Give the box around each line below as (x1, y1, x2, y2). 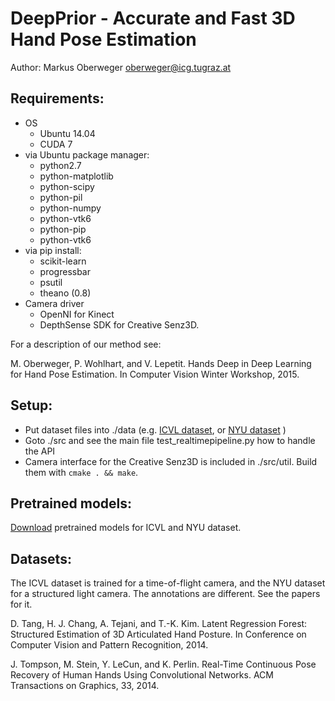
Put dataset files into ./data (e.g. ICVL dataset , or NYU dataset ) (24, 423, 287, 436)
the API (24, 445, 56, 457)
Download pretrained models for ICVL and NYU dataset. (10, 522, 242, 534)
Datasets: (10, 550, 72, 567)
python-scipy (39, 180, 95, 192)
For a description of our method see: (10, 338, 162, 350)
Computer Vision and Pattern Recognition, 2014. (10, 639, 209, 651)
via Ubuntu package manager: (24, 148, 150, 161)
